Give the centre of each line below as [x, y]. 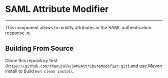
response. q [17, 33]
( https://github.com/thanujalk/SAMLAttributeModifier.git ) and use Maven [84, 66]
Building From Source [39, 48]
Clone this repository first [31, 60]
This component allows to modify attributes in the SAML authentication [78, 27]
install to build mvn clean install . [40, 71]
